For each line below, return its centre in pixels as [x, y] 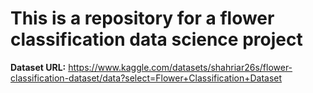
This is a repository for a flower [142, 18]
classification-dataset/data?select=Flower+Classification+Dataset [146, 78]
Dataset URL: [38, 67]
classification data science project [156, 39]
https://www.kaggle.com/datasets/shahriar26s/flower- [180, 67]
